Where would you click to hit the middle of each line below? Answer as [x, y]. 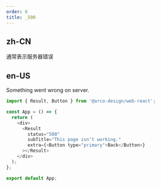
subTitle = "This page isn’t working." [74, 140]
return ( [22, 117]
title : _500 [21, 17]
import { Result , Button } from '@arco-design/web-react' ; [81, 101]
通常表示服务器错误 [30, 57]
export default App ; [32, 178]
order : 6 [17, 12]
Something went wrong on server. [48, 90]
